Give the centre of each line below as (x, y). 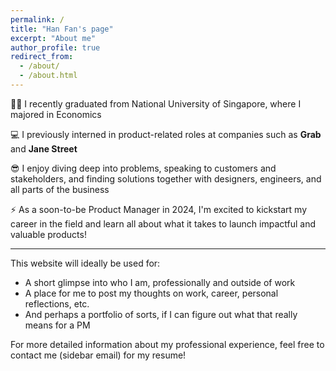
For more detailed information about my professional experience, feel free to (167, 344)
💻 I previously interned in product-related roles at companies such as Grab (166, 134)
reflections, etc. (57, 303)
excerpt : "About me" (53, 38)
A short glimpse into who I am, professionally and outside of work (160, 282)
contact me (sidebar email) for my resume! (98, 355)
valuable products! (48, 234)
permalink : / (37, 19)
